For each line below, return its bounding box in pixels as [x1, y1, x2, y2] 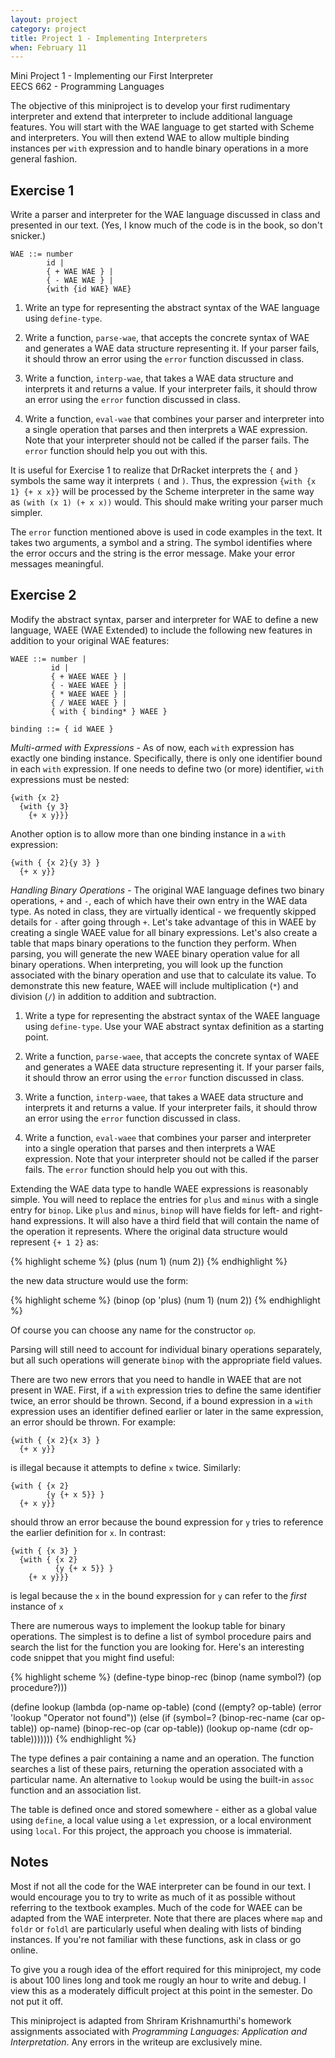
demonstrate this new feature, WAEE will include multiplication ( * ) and [10, 979, 299, 991]
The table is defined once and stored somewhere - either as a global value [10, 1803, 318, 1815]
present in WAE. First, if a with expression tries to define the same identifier [10, 1384, 322, 1396]
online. [10, 1944, 38, 1956]
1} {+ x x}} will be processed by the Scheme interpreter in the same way [10, 486, 315, 498]
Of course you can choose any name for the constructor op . [10, 1324, 257, 1336]
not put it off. [10, 1995, 63, 2007]
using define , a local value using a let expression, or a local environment [10, 1814, 312, 1826]
